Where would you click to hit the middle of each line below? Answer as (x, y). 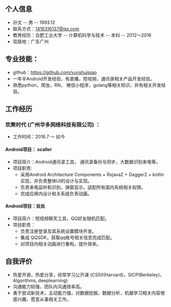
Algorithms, (25, 280)
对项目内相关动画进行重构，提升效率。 (60, 244)
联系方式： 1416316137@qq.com (46, 29)
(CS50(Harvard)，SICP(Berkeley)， (127, 274)
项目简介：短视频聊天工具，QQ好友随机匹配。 (61, 218)
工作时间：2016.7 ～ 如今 (39, 137)
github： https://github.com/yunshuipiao (55, 72)
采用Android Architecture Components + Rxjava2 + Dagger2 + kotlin (92, 174)
